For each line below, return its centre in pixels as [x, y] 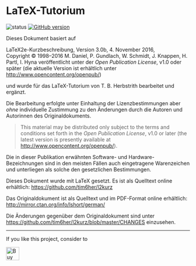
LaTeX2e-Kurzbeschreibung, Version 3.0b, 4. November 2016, [80, 49]
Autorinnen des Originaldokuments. [49, 116]
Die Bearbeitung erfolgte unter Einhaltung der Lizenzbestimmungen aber [93, 103]
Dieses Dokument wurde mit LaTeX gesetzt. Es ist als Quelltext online [89, 181]
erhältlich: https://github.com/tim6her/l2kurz [60, 187]
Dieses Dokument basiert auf [41, 38]
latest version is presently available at [65, 139]
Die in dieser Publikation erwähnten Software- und [66, 157]
